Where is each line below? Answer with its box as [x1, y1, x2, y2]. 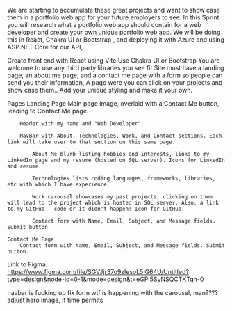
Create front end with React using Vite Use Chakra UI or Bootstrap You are [7, 56, 220, 65]
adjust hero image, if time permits [7, 296, 103, 304]
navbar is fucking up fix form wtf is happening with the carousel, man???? [7, 289, 219, 296]
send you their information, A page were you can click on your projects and [7, 79, 223, 86]
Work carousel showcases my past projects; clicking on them [32, 193, 213, 200]
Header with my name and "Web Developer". [19, 120, 144, 127]
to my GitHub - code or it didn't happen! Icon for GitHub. [7, 205, 185, 212]
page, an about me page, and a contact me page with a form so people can [7, 71, 223, 79]
